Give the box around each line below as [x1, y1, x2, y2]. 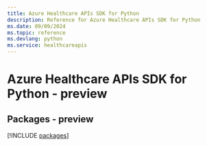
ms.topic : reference [7, 29, 66, 36]
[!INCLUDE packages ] [7, 132, 69, 139]
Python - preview [7, 86, 108, 101]
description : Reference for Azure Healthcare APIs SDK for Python [7, 16, 201, 23]
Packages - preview [7, 113, 94, 125]
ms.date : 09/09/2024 [7, 23, 66, 29]
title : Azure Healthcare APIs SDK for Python [7, 10, 139, 17]
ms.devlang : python [7, 36, 63, 42]
